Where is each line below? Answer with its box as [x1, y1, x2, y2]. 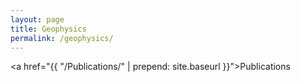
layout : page [10, 14, 65, 25]
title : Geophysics [10, 24, 87, 34]
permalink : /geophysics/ [10, 33, 114, 43]
